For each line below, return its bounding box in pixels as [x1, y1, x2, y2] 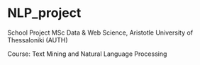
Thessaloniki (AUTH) [7, 35, 69, 44]
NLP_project [7, 5, 82, 21]
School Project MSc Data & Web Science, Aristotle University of [7, 28, 194, 37]
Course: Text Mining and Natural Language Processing [7, 49, 167, 58]
